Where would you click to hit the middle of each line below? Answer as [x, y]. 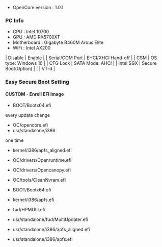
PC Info [15, 20]
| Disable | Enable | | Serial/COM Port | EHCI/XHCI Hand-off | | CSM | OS [81, 58]
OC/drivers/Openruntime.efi [42, 160]
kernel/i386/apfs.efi [33, 200]
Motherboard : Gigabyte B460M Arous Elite [58, 42]
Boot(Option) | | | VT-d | [30, 69]
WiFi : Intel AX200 [32, 48]
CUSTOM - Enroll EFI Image [35, 94]
